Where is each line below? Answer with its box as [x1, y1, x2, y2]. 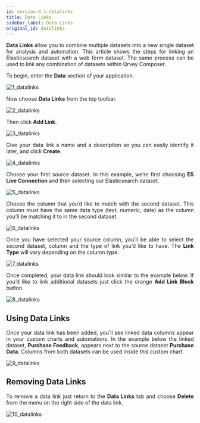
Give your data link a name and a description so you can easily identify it [6, 141, 194, 149]
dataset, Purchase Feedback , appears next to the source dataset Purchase [6, 342, 195, 349]
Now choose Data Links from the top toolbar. [6, 95, 117, 102]
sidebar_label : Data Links [6, 20, 73, 26]
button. [6, 284, 24, 292]
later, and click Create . [6, 148, 62, 155]
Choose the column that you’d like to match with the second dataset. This [6, 200, 194, 207]
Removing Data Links [6, 377, 86, 387]
